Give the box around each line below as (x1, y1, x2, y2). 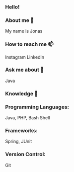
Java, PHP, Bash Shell (5, 115, 50, 121)
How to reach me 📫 (5, 41, 54, 48)
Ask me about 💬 (5, 66, 44, 73)
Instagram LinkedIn (5, 54, 45, 60)
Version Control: (5, 151, 46, 158)
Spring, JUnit (5, 138, 32, 145)
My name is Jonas (5, 28, 43, 34)
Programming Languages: (5, 103, 70, 110)
